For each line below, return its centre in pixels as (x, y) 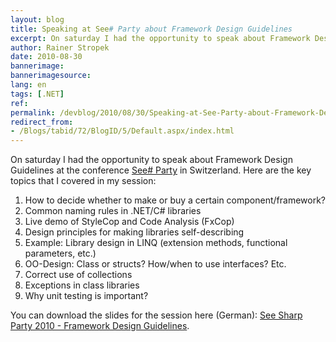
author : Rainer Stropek (60, 47)
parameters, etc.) (60, 253)
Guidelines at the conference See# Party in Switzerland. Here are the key (161, 170)
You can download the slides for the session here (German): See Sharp (156, 315)
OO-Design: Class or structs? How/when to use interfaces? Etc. (155, 264)
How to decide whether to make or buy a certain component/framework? (175, 200)
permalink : (33, 112)
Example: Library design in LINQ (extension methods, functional (156, 243)
